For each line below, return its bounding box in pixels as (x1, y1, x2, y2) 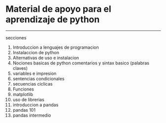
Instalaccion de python (12, 49, 60, 55)
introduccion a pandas (12, 102, 59, 108)
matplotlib (12, 91, 33, 97)
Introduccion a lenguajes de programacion (12, 44, 99, 50)
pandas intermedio (12, 112, 51, 118)
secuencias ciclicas (12, 81, 53, 87)
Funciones (12, 86, 34, 92)
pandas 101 (12, 107, 36, 113)
